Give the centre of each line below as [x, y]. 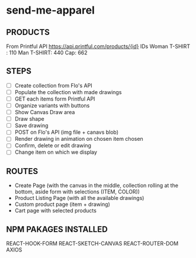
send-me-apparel [50, 10]
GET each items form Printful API [55, 99]
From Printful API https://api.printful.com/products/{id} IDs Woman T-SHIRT [98, 46]
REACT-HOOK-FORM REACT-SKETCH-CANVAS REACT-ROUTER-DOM [92, 244]
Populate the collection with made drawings [68, 92]
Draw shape [29, 119]
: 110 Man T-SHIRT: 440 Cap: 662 [47, 53]
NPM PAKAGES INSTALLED [57, 229]
